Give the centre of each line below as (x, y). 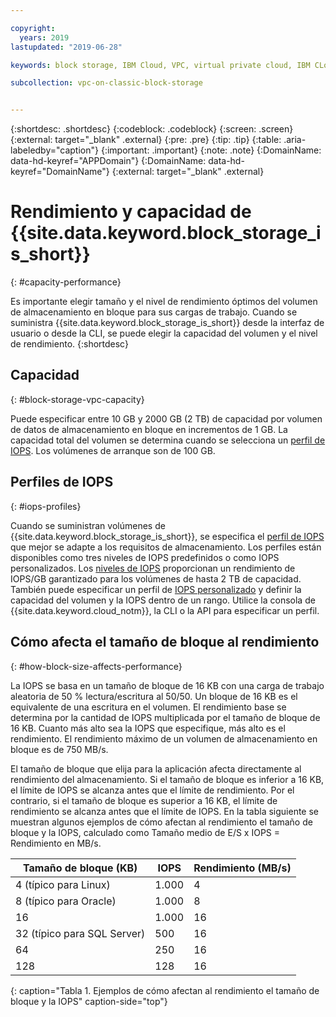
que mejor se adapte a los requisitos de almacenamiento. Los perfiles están (166, 547)
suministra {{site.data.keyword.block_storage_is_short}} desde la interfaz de (167, 323)
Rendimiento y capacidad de (131, 212)
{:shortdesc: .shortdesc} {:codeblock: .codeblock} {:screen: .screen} (152, 129)
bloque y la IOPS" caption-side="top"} (89, 1001)
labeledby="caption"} (54, 150)
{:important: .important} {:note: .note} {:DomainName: (211, 150)
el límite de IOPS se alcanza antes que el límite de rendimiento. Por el (152, 790)
